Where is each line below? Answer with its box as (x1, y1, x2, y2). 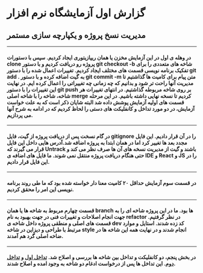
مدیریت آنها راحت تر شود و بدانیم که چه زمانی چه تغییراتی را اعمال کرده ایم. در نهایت (7, 79, 194, 87)
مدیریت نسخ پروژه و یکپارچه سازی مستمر (7, 30, 146, 40)
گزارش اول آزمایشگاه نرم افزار (7, 6, 146, 20)
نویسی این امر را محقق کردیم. (7, 186, 74, 193)
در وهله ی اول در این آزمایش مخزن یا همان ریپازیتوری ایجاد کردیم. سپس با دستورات (7, 54, 192, 61)
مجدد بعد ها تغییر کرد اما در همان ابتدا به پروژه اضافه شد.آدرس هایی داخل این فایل (7, 139, 187, 146)
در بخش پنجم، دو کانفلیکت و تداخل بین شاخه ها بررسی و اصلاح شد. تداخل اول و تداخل (7, 254, 196, 261)
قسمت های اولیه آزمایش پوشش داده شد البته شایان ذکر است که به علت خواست (7, 98, 184, 105)
